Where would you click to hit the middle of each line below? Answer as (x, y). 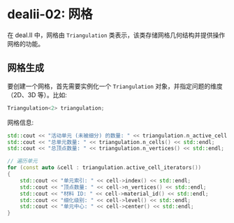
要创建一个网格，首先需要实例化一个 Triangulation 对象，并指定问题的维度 (115, 86)
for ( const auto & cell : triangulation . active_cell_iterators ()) (104, 168)
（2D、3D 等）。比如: (37, 94)
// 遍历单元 (23, 161)
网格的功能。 (25, 43)
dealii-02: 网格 (50, 14)
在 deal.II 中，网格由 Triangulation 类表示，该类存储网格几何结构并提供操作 (116, 35)
